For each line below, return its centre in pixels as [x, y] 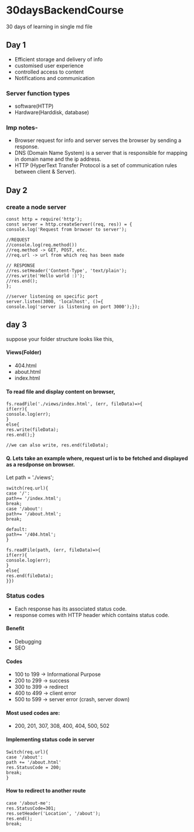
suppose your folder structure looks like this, [60, 339]
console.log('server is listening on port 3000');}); [73, 307]
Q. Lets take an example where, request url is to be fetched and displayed [97, 458]
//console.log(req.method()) [42, 245]
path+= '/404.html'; [31, 535]
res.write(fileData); [33, 430]
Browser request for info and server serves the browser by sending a [98, 140]
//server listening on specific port [52, 297]
